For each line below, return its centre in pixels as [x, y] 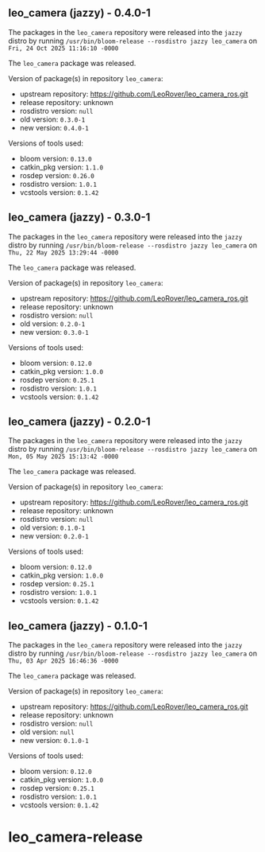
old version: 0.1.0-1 [52, 527]
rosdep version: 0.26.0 [57, 175]
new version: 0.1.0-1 [54, 741]
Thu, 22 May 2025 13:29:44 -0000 [63, 253]
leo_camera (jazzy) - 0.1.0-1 [78, 626]
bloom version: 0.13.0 [56, 158]
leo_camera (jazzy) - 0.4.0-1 [79, 13]
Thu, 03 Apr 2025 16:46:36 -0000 [63, 661]
